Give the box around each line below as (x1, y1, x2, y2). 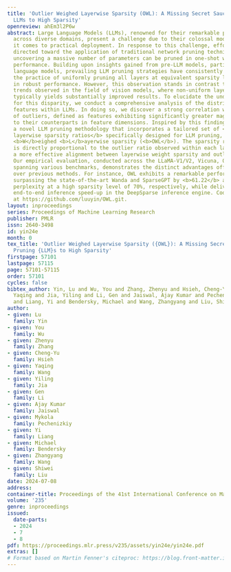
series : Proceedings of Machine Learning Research (7, 209, 155, 216)
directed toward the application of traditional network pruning (13, 49, 205, 56)
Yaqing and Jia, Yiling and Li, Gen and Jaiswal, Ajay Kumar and (13, 292, 205, 299)
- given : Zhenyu (7, 337, 54, 344)
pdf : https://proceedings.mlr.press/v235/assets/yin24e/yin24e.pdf (7, 542, 205, 549)
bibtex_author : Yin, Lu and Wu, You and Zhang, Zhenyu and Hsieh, (7, 285, 201, 293)
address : (7, 484, 32, 491)
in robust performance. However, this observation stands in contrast (13, 81, 220, 88)
